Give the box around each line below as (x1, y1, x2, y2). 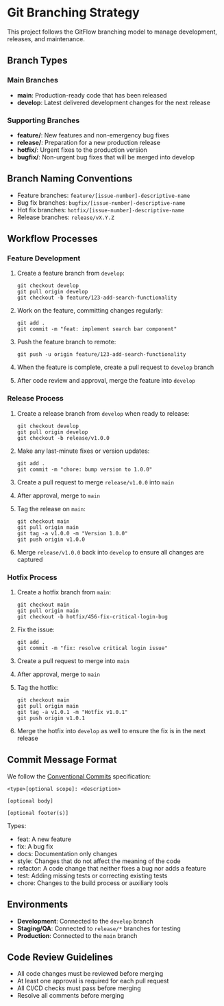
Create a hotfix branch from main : (16, 588, 112, 596)
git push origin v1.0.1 (16, 715, 86, 722)
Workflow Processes (7, 233, 98, 245)
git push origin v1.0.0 (16, 536, 86, 543)
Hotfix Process (7, 572, 58, 582)
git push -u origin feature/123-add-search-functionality (16, 351, 186, 358)
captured (16, 555, 43, 563)
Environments (7, 899, 69, 910)
